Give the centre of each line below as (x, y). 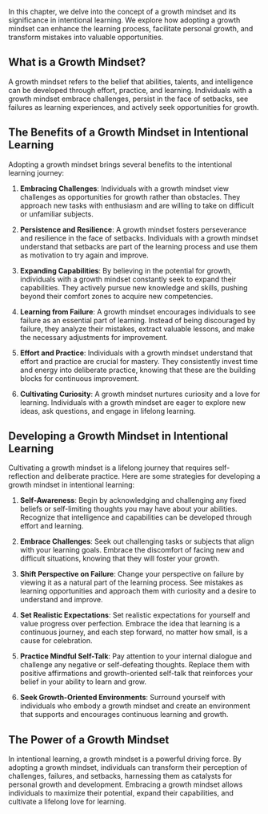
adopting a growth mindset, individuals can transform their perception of (128, 767)
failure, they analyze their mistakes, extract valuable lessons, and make (137, 329)
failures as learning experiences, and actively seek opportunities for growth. (134, 107)
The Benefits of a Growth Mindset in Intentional (128, 133)
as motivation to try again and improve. (84, 255)
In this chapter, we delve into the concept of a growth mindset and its (122, 12)
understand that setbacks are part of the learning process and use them (139, 246)
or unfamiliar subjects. (56, 214)
